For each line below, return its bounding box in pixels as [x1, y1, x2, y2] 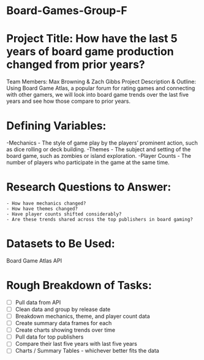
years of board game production [6, 45, 174, 59]
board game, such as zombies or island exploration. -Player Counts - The [6, 152, 192, 160]
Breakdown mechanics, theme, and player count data [15, 313, 150, 320]
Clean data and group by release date [15, 306, 111, 313]
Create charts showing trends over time [15, 326, 116, 334]
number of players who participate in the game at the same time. [6, 159, 170, 166]
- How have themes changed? [6, 206, 78, 212]
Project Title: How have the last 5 [6, 32, 178, 46]
